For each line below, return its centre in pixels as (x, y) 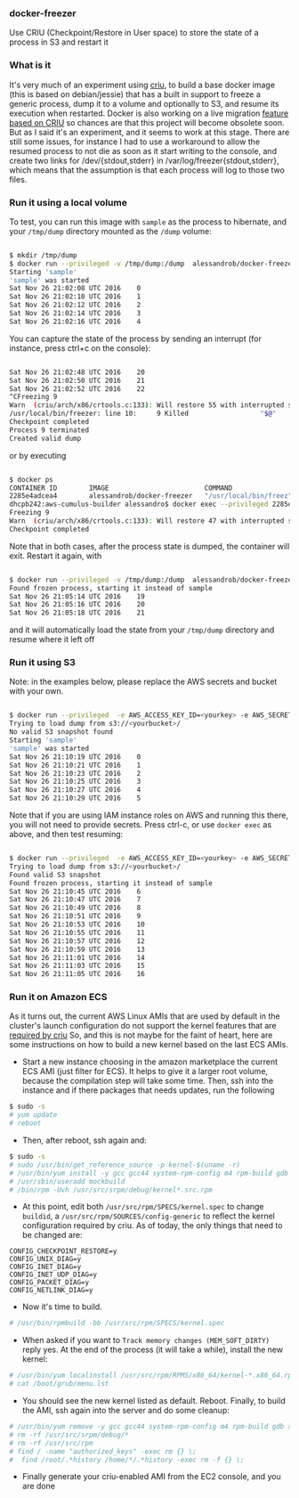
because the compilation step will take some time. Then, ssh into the (148, 1081)
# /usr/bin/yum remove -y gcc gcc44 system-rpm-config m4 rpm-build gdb (147, 1427)
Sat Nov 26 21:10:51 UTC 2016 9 (75, 916)
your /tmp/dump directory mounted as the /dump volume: (110, 231)
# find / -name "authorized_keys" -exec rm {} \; (103, 1451)
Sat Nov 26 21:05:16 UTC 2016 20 (77, 605)
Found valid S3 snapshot (55, 875)
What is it (30, 65)
